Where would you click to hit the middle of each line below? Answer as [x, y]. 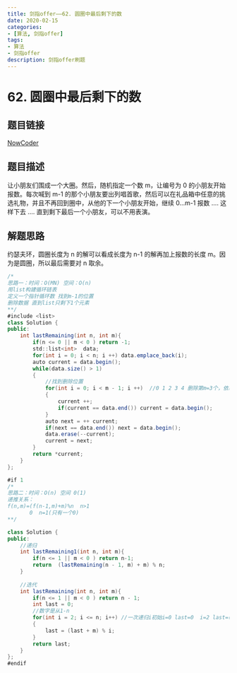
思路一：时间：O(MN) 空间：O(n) [49, 283]
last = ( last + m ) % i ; [80, 631]
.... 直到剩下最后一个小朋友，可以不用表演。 [91, 211]
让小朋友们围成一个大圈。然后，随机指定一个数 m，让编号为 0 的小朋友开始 [116, 185]
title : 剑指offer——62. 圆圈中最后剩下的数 [65, 14]
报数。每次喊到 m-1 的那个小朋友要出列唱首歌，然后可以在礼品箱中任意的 [114, 194]
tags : [15, 40]
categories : [25, 27]
